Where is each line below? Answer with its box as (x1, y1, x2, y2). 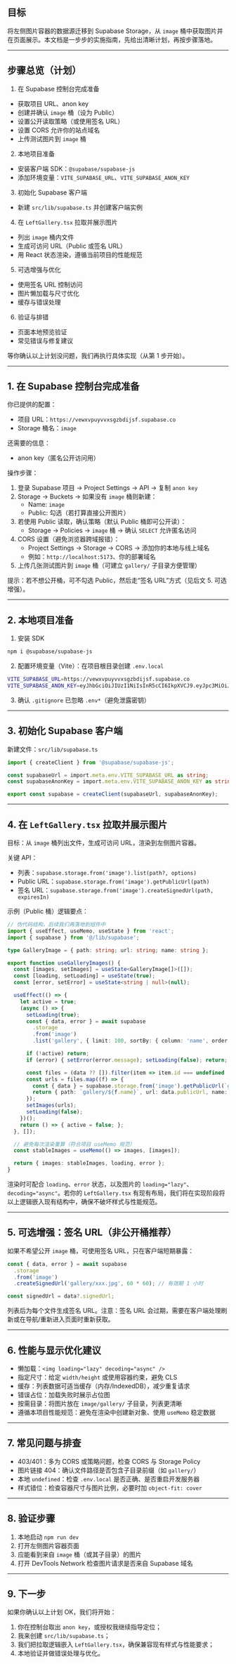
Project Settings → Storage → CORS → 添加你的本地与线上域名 (27, 543, 210, 553)
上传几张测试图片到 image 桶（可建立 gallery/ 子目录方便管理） (17, 561, 202, 570)
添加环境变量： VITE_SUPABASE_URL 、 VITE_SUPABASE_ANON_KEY (17, 173, 190, 181)
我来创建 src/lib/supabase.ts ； (17, 1632, 110, 1640)
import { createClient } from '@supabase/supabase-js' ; (7, 759, 174, 766)
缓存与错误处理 (17, 298, 61, 306)
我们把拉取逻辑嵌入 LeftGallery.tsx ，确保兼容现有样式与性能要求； (17, 1640, 215, 1649)
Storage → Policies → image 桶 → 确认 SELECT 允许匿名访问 (27, 526, 197, 535)
